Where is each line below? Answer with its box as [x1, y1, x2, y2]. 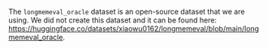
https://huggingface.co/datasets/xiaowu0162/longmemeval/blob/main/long [8, 24, 260, 33]
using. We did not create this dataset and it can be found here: [8, 15, 217, 25]
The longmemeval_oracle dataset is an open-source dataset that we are [8, 7, 245, 16]
